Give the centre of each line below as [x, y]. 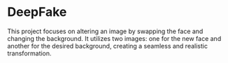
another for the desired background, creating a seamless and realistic [108, 46]
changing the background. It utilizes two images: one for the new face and [114, 38]
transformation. [29, 53]
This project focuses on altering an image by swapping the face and [105, 31]
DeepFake [37, 12]
